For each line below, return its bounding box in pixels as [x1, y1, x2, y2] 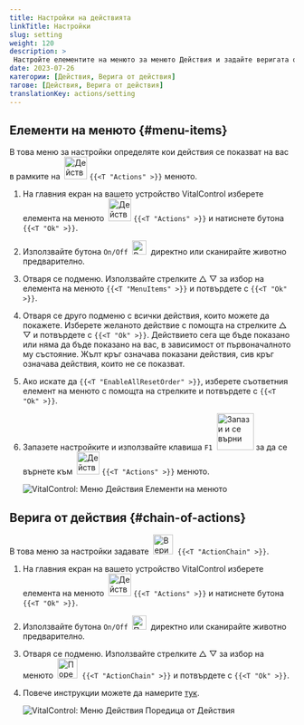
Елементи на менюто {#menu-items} [9, 122, 228, 138]
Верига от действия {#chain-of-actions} [9, 509, 247, 526]
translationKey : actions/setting [9, 89, 136, 98]
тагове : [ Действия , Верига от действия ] [9, 81, 165, 90]
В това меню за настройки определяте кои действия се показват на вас [9, 147, 290, 158]
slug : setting [9, 30, 63, 39]
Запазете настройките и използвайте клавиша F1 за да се [22, 441, 288, 453]
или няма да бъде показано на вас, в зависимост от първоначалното [22, 339, 291, 350]
